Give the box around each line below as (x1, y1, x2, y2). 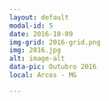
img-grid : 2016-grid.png (9, 37, 101, 47)
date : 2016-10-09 (9, 29, 74, 38)
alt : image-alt (9, 54, 66, 63)
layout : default (9, 12, 69, 22)
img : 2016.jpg (9, 46, 62, 55)
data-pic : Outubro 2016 (9, 63, 97, 72)
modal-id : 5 (9, 21, 53, 30)
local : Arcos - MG (9, 71, 77, 80)
